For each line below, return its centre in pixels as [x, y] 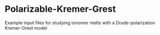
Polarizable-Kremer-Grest [60, 9]
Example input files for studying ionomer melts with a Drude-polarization [80, 23]
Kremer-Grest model [26, 28]
